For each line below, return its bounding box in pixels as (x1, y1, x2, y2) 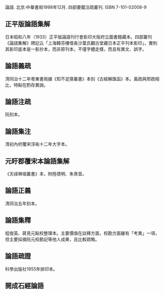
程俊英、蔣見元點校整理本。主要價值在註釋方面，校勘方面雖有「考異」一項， (5, 230, 160, 236)
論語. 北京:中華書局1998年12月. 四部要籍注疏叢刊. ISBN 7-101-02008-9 (5, 4, 147, 10)
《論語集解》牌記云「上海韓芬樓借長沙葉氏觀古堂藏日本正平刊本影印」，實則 (5, 40, 158, 46)
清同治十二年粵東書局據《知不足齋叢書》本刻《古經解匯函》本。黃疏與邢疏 (5, 75, 155, 82)
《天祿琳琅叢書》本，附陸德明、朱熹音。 (5, 171, 87, 177)
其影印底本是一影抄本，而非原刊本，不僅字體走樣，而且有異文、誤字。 (5, 46, 147, 52)
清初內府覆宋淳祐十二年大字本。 (5, 141, 70, 147)
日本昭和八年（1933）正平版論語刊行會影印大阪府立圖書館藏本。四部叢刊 (5, 34, 152, 40)
